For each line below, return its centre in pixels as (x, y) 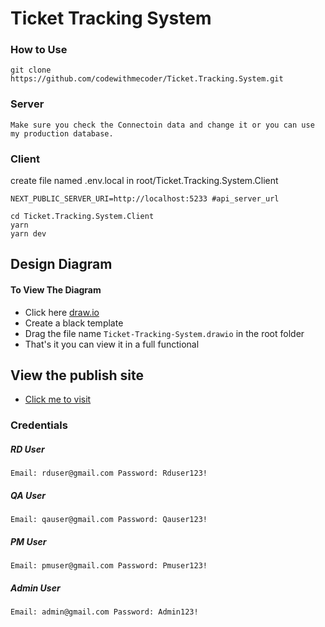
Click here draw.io (62, 312)
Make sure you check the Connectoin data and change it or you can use (162, 125)
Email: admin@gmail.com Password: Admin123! (104, 612)
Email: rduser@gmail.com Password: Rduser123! (109, 473)
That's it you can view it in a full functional (112, 344)
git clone (31, 70)
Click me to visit (58, 399)
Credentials (39, 425)
